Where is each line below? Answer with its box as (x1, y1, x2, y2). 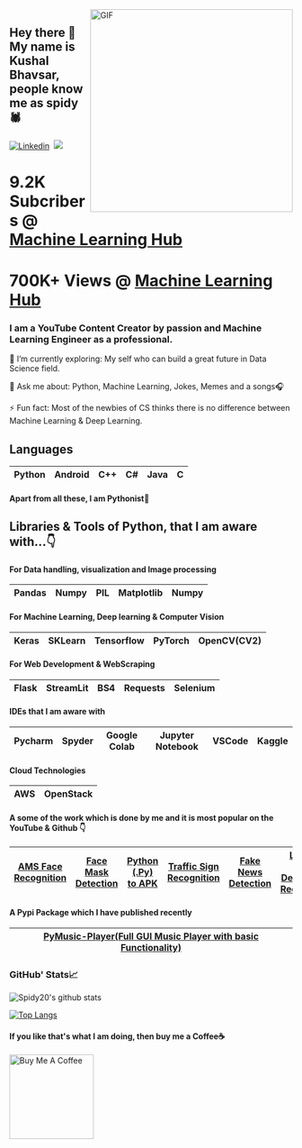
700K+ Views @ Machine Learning (9, 270, 273, 291)
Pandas (13, 587, 47, 599)
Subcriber (9, 191, 85, 211)
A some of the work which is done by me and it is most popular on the (9, 812, 274, 823)
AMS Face (17, 860, 63, 872)
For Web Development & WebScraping (9, 659, 155, 670)
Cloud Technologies (9, 765, 86, 776)
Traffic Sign (167, 860, 220, 872)
